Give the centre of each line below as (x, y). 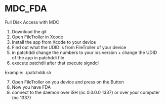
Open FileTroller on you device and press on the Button (68, 82)
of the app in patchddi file (38, 57)
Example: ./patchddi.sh (28, 72)
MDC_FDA (26, 9)
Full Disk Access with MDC (32, 22)
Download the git (29, 31)
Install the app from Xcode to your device (54, 42)
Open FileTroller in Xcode (38, 37)
